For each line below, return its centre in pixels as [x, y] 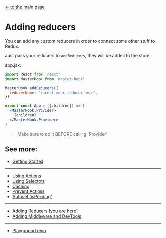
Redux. [12, 46]
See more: [21, 150]
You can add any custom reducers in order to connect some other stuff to [80, 41]
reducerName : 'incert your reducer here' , [54, 93]
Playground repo [29, 230]
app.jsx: [13, 65]
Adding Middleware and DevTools [47, 216]
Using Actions [26, 176]
